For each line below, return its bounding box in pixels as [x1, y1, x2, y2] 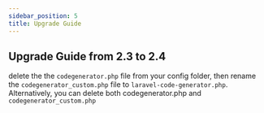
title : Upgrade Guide [8, 20, 82, 28]
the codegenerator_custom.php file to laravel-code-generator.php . [8, 80, 228, 89]
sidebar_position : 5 [8, 11, 79, 20]
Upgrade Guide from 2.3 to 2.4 [8, 50, 167, 63]
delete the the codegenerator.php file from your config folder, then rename [8, 71, 257, 81]
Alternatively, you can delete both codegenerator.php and [8, 89, 201, 98]
